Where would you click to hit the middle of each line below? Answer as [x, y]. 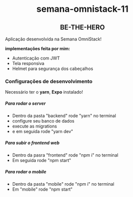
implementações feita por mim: [38, 49]
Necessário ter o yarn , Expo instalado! [44, 92]
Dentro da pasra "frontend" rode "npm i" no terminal [65, 155]
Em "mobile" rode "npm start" [42, 189]
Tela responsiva [28, 63]
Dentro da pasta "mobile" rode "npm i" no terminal [63, 184]
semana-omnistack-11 [82, 9]
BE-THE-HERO [82, 27]
